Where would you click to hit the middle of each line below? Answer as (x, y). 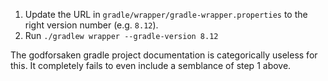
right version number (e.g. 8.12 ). (91, 25)
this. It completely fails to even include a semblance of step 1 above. (151, 65)
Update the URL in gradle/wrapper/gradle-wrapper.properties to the (166, 14)
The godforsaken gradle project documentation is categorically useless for (164, 55)
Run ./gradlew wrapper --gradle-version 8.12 (121, 35)
